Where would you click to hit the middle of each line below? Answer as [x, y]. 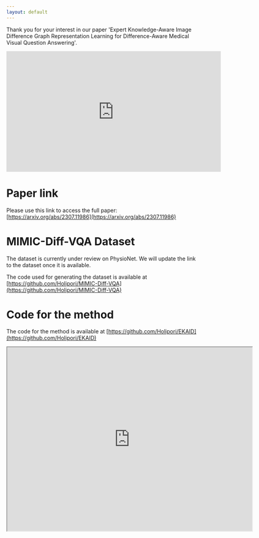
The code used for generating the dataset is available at [77, 277]
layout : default [27, 12]
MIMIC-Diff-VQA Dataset [71, 241]
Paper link [32, 193]
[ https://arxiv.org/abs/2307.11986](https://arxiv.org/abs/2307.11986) [91, 217]
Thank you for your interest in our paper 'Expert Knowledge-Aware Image [99, 29]
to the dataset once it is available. [49, 265]
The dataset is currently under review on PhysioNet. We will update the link [101, 259]
